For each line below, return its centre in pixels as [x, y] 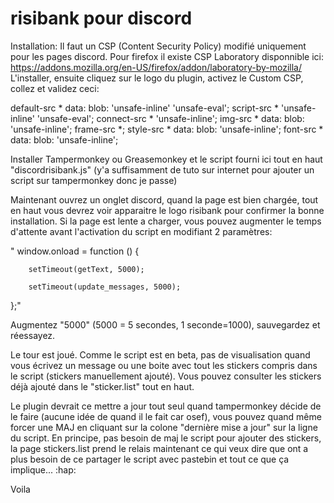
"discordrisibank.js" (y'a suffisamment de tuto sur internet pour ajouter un [162, 169]
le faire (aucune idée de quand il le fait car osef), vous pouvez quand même [166, 416]
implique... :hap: [43, 469]
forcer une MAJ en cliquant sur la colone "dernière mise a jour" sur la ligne [164, 427]
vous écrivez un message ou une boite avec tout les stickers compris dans [164, 365]
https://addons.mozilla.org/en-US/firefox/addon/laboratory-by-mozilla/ [156, 67]
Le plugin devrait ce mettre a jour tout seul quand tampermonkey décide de [166, 406]
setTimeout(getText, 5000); [86, 269]
